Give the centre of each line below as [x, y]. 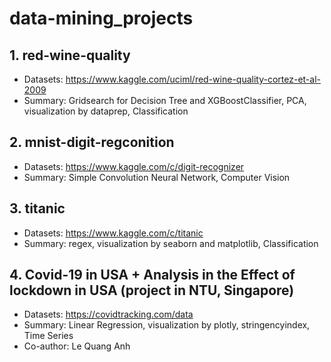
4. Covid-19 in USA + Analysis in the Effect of [152, 275]
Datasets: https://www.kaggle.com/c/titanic [113, 233]
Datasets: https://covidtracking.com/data [108, 314]
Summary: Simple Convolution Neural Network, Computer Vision [157, 177]
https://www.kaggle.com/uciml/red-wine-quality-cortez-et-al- [193, 79]
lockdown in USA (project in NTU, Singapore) [152, 290]
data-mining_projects [101, 18]
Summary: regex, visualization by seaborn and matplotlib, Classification [171, 243]
